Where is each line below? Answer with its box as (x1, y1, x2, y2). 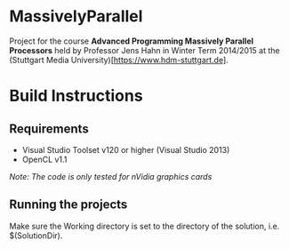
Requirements (9, 121, 89, 136)
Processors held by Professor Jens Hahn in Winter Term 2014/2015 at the (9, 44, 280, 55)
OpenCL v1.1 (21, 154, 68, 165)
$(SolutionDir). (9, 229, 63, 241)
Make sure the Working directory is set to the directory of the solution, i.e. (9, 221, 280, 231)
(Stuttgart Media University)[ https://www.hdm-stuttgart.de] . (9, 54, 229, 65)
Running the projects (9, 197, 128, 213)
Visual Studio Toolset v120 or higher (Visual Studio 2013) (21, 144, 230, 155)
